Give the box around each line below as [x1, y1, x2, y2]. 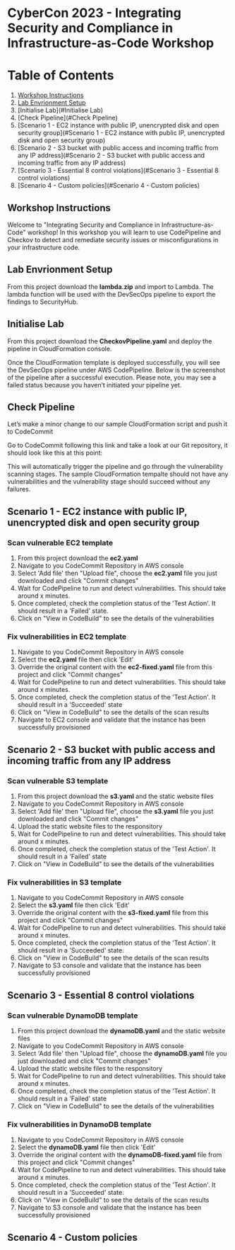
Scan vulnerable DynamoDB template [7, 1011, 138, 1021]
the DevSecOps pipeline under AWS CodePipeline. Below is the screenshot [7, 365, 226, 374]
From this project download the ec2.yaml [17, 554, 138, 562]
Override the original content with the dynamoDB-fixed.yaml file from [17, 1151, 222, 1159]
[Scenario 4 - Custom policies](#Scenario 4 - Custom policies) [17, 181, 200, 190]
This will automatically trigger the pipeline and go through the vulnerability [7, 462, 224, 471]
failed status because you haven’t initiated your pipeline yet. [7, 380, 182, 389]
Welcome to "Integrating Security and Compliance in [7, 220, 160, 229]
